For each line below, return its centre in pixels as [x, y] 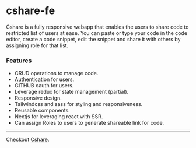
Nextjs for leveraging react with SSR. [59, 117]
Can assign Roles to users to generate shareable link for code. [89, 123]
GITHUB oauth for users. [44, 86]
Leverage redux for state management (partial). [71, 92]
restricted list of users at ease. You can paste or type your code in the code [97, 33]
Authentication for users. [44, 79]
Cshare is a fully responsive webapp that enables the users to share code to [97, 27]
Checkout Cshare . [28, 140]
